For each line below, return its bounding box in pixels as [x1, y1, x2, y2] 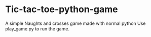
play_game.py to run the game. [5, 25, 70, 31]
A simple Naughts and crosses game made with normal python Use [5, 20, 146, 26]
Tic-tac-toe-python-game [5, 4, 118, 15]
